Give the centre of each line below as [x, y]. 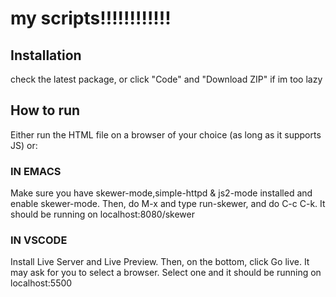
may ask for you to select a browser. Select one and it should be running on [166, 273]
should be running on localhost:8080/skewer [102, 214]
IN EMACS [36, 171]
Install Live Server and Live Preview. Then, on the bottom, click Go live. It [160, 262]
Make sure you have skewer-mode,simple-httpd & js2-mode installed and [161, 193]
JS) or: [24, 145]
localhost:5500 [41, 283]
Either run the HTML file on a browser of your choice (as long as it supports [166, 134]
